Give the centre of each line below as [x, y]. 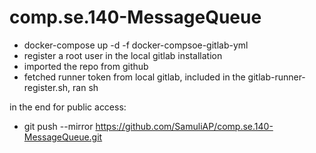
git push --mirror [58, 126]
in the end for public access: [68, 107]
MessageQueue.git [63, 137]
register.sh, [47, 87]
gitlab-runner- [276, 77]
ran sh [85, 87]
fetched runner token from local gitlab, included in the [134, 77]
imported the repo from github [86, 66]
